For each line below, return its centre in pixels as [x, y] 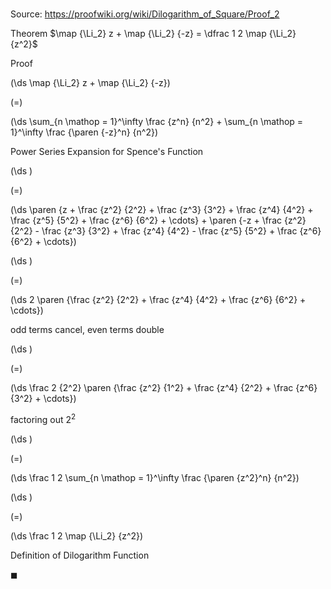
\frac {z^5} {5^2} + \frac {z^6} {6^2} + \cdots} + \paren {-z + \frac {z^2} [158, 220]
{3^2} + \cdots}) [43, 399]
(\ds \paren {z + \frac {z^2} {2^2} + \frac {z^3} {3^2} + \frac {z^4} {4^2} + [162, 210]
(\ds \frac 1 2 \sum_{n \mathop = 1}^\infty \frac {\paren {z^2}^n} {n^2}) [155, 477]
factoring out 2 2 [43, 418]
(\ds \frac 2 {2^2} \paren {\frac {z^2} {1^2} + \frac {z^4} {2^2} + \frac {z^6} [164, 388]
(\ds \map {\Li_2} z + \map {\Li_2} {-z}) [90, 83]
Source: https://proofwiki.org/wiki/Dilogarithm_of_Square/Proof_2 [145, 14]
